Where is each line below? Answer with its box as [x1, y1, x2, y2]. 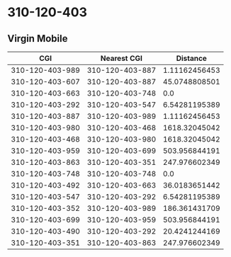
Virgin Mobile [7, 33, 68, 45]
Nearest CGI [100, 54, 143, 63]
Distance [176, 54, 208, 63]
